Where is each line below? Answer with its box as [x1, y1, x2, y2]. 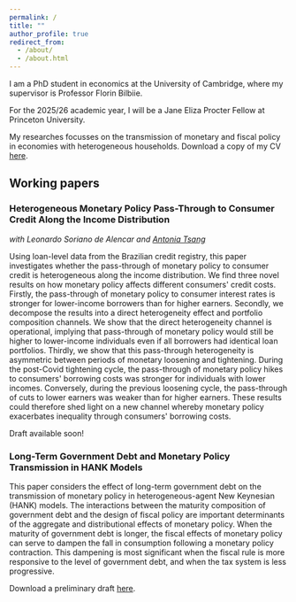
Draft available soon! [9, 428, 84, 438]
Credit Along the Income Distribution [9, 213, 171, 226]
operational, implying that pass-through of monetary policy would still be [9, 326, 274, 336]
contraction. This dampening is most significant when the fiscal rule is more [9, 546, 285, 558]
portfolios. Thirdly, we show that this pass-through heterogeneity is [9, 344, 254, 355]
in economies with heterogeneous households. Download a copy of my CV [9, 141, 281, 151]
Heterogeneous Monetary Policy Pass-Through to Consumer [9, 203, 276, 215]
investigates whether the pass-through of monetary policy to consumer [9, 260, 269, 271]
